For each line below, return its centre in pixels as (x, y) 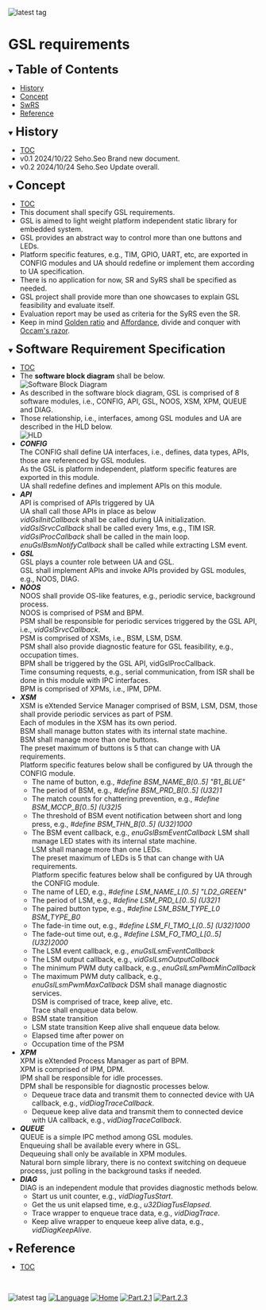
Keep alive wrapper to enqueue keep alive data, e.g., (118, 1221)
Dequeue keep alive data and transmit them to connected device (137, 1111)
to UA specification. (52, 271)
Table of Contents (67, 69)
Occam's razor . (44, 330)
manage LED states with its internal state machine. (114, 840)
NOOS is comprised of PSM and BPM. (82, 612)
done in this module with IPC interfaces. (85, 680)
